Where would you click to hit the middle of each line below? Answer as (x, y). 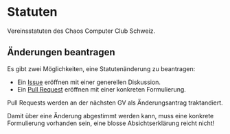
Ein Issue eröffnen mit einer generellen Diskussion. (89, 82)
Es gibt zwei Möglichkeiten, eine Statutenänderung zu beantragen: (101, 68)
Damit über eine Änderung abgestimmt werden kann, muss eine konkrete (111, 116)
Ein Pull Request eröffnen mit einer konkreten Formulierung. (102, 89)
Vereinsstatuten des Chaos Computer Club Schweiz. (81, 31)
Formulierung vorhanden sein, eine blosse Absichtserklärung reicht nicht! (111, 123)
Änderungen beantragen (61, 52)
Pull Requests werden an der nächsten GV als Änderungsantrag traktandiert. (115, 103)
